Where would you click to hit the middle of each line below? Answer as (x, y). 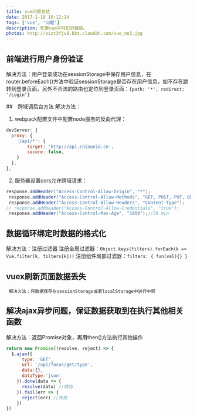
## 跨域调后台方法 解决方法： (43, 106)
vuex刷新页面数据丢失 (46, 277)
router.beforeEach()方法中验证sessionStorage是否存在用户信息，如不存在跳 (97, 81)
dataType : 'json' (41, 376)
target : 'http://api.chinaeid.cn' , (71, 147)
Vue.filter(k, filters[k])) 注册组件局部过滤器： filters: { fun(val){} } (97, 256)
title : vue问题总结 (28, 11)
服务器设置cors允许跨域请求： (51, 180)
